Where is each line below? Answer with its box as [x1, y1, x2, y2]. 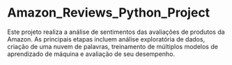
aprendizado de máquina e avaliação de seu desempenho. [7, 50, 176, 58]
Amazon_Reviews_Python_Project [7, 5, 210, 21]
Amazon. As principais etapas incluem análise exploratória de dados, [7, 35, 206, 43]
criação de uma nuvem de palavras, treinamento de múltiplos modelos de [7, 42, 218, 50]
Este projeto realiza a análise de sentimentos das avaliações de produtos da [7, 28, 225, 36]
